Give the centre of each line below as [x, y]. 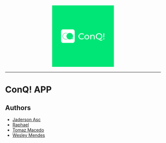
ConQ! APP [28, 90]
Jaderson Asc [26, 119]
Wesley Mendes [29, 135]
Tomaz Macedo [28, 130]
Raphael [21, 125]
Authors [18, 108]
